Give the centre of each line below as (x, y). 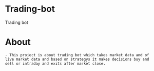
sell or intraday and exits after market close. (55, 63)
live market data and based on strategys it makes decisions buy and (77, 59)
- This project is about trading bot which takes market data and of (77, 55)
